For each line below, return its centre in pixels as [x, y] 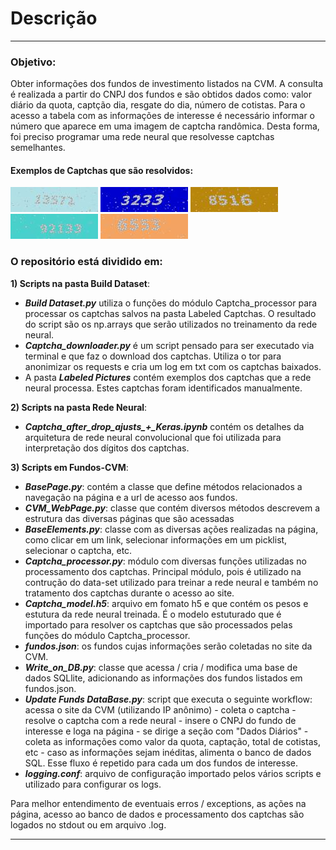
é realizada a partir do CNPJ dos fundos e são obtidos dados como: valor [161, 94]
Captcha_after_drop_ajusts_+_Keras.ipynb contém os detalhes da [164, 426]
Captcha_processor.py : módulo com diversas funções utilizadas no [165, 561]
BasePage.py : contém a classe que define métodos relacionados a [163, 486]
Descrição [54, 18]
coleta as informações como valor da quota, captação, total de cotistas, [172, 741]
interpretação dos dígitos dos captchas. [107, 448]
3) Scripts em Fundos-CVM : [69, 467]
